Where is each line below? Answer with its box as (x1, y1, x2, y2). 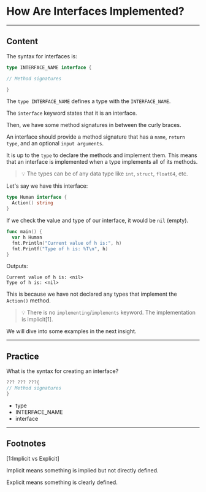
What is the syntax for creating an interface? (6, 367, 119, 375)
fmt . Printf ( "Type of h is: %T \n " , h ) (12, 245, 109, 252)
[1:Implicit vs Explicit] (6, 455, 59, 462)
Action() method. (6, 297, 51, 304)
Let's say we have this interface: (6, 182, 88, 190)
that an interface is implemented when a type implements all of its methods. (6, 158, 198, 166)
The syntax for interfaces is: (6, 52, 78, 60)
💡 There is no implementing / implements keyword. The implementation (21, 309, 196, 317)
